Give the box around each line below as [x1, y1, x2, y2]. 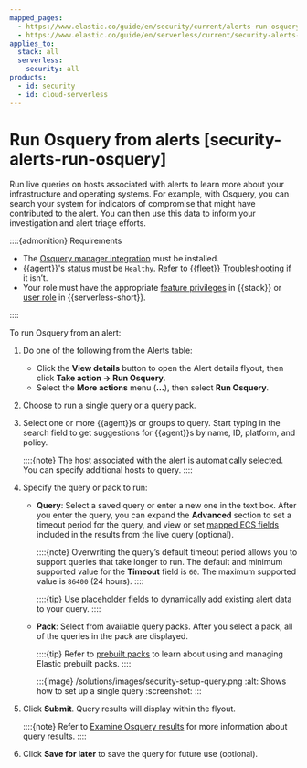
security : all [26, 65, 79, 74]
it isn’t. [22, 272, 48, 283]
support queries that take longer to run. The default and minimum [36, 557, 283, 568]
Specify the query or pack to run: [22, 482, 148, 494]
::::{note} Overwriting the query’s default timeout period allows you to [36, 547, 298, 558]
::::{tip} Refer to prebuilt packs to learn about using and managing [36, 648, 283, 659]
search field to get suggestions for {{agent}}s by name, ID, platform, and [22, 427, 296, 439]
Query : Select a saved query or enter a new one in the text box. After [36, 500, 297, 511]
